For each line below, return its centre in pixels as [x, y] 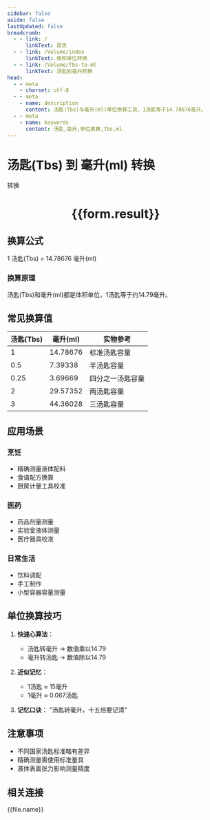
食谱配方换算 [35, 478]
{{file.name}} [25, 810]
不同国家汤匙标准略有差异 [53, 751]
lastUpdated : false [35, 26]
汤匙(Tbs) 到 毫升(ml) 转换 [81, 165]
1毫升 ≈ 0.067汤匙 [53, 695]
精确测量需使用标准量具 [50, 760]
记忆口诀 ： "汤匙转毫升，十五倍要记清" [72, 710]
